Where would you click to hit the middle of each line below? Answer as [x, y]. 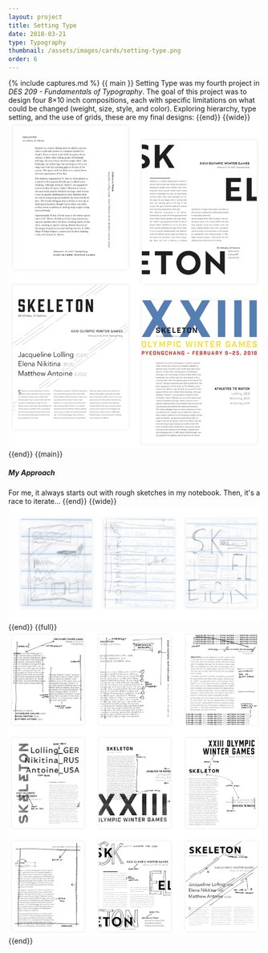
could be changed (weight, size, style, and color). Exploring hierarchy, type [132, 109]
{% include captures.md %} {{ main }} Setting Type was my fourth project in [134, 83]
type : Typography [37, 43]
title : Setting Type [43, 25]
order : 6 [23, 59]
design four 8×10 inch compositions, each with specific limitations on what [132, 100]
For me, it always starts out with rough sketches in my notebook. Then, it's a [134, 493]
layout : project [35, 17]
